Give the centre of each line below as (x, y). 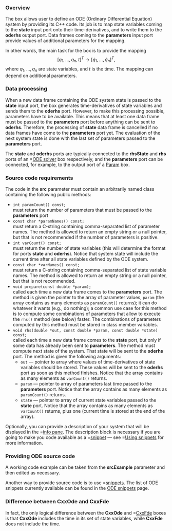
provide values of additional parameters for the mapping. (65, 41)
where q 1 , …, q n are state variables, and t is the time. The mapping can (79, 69)
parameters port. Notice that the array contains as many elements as (94, 389)
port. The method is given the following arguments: (67, 357)
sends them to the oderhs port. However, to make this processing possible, (85, 111)
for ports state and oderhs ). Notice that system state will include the (85, 254)
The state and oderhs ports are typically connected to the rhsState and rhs (86, 154)
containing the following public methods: (48, 195)
